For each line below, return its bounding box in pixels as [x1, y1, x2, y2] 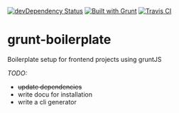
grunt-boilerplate [7, 32, 112, 48]
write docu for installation [17, 90, 92, 99]
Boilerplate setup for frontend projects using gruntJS [7, 55, 162, 63]
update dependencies [17, 82, 82, 91]
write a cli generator [17, 97, 77, 106]
